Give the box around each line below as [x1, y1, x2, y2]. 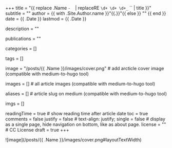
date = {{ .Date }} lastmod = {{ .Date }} [5, 16, 87, 22]
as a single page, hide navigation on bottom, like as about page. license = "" [5, 121, 166, 128]
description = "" [5, 26, 40, 32]
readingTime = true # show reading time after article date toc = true [5, 111, 148, 116]
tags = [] [5, 55, 24, 61]
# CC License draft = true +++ [5, 127, 69, 133]
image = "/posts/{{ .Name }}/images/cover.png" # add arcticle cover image [5, 66, 164, 71]
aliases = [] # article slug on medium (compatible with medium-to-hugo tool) [5, 91, 167, 97]
